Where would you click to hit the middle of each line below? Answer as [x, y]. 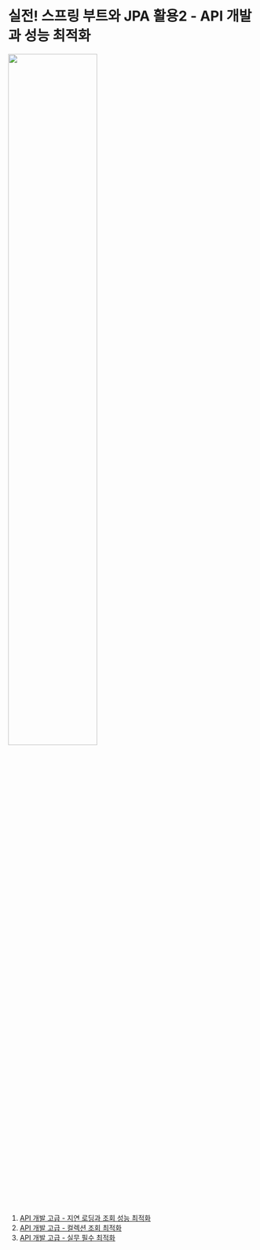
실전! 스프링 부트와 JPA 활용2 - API [116, 16]
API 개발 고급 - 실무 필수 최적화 [67, 1237]
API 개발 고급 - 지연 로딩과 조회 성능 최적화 [85, 1218]
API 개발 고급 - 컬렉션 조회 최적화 [70, 1228]
